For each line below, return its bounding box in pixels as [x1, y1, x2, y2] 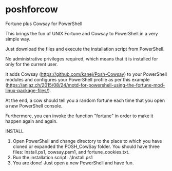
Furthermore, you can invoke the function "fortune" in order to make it [5, 113, 154, 119]
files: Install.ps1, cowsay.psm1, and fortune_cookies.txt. [12, 148, 130, 155]
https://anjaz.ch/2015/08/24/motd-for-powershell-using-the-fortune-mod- [7, 82, 165, 88]
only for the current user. [5, 61, 58, 67]
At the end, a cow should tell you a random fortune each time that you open [5, 97, 165, 103]
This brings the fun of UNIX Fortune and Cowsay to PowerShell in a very [5, 30, 158, 36]
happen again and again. [5, 118, 58, 124]
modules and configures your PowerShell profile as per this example [5, 76, 150, 82]
